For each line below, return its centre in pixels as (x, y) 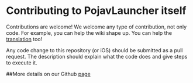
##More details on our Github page (48, 74)
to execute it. (22, 63)
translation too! (24, 39)
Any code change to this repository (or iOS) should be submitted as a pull (94, 50)
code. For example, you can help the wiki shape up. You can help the (89, 33)
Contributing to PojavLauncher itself (96, 11)
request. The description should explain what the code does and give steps (97, 56)
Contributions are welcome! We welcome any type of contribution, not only (96, 27)
